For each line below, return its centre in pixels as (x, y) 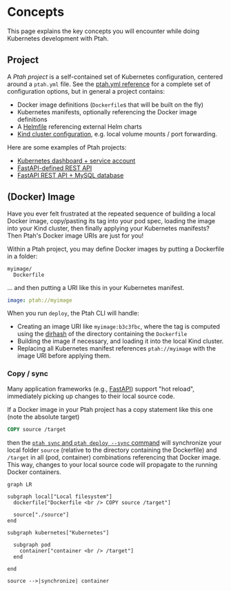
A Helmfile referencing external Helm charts (80, 126)
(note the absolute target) (43, 417)
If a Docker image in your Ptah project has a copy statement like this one (110, 409)
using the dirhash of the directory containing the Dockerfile (102, 334)
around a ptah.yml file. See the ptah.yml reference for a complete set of (109, 84)
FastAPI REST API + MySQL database (70, 175)
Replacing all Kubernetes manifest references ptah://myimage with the (116, 349)
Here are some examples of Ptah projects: (67, 147)
